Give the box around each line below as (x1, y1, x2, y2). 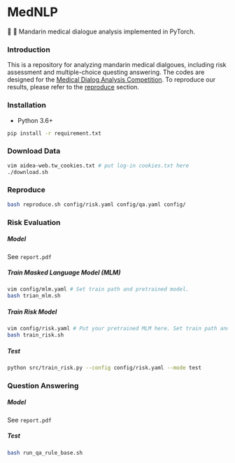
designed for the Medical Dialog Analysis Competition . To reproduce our (7, 75, 215, 84)
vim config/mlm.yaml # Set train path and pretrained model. (7, 286, 190, 293)
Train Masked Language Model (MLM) (7, 268, 121, 277)
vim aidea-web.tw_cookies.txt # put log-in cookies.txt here (7, 162, 190, 169)
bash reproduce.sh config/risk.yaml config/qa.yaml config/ (7, 200, 187, 208)
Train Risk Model (7, 307, 57, 316)
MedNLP (7, 4, 58, 20)
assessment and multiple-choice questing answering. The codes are (7, 68, 205, 77)
